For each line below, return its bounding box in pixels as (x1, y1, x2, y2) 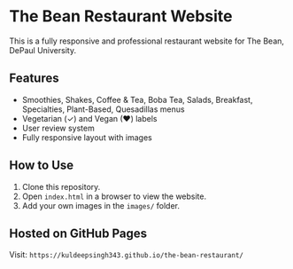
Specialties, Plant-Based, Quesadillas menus (21, 104, 185, 115)
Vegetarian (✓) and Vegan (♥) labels (21, 113, 158, 123)
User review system (21, 123, 95, 133)
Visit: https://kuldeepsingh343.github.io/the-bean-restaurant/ (9, 249, 243, 260)
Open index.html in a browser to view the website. (21, 191, 207, 202)
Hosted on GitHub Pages (9, 225, 148, 241)
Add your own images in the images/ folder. (21, 200, 180, 210)
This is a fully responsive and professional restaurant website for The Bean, (9, 36, 285, 46)
